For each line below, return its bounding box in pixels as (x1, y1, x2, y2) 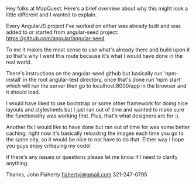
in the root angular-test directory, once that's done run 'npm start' (23, 76, 183, 83)
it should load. (6, 89, 40, 95)
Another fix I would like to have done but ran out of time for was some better (6, 124, 190, 130)
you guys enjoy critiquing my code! (6, 143, 91, 149)
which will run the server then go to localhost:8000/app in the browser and (6, 82, 187, 89)
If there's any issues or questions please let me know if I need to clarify (6, 154, 178, 160)
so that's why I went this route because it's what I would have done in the (6, 53, 183, 59)
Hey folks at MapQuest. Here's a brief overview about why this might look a (6, 5, 188, 12)
